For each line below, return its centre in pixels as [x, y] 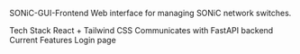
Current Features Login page [63, 40]
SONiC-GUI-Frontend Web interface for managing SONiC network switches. [150, 13]
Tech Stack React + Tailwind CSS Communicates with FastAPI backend [141, 30]
